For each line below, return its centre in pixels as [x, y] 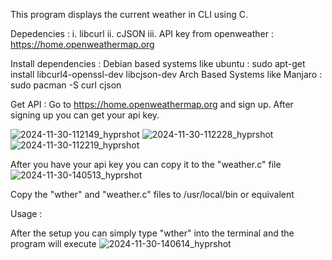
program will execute [53, 243]
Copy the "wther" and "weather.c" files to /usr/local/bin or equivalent [152, 194]
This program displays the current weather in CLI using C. [129, 14]
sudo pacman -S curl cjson [66, 85]
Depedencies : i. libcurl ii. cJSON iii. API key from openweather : [142, 33]
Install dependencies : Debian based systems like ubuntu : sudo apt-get [158, 63]
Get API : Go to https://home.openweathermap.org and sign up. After [152, 104]
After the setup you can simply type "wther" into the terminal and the [152, 233]
